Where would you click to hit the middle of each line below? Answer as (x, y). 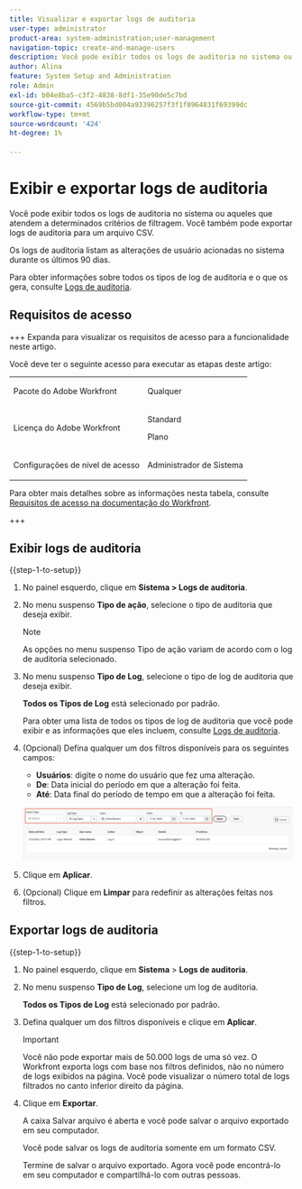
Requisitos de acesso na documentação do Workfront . (110, 502)
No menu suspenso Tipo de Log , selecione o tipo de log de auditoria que (158, 677)
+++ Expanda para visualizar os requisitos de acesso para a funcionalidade (149, 336)
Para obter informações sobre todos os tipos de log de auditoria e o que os (149, 277)
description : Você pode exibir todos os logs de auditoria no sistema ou (151, 57)
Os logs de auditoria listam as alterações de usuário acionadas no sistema (147, 250)
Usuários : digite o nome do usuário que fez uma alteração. (145, 775)
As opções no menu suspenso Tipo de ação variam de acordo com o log (157, 650)
